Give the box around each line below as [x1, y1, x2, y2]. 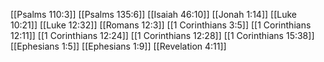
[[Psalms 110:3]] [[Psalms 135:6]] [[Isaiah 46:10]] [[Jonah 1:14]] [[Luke [10, 9, 297, 20]
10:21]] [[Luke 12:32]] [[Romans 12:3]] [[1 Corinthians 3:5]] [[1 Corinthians [10, 19, 312, 31]
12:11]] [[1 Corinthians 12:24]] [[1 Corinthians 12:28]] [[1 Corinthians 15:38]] [10, 30, 315, 41]
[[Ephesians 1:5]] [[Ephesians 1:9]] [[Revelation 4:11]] [10, 40, 227, 52]
